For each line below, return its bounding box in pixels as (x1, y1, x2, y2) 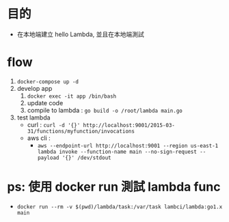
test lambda (16, 113, 51, 122)
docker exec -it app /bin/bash (27, 93, 117, 100)
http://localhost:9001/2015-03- (83, 122, 176, 128)
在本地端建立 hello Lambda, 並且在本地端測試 (16, 30, 145, 38)
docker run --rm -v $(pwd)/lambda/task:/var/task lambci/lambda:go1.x (16, 203, 223, 210)
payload (37, 154, 59, 161)
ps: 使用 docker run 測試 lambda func (7, 179, 221, 195)
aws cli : (27, 134, 51, 142)
